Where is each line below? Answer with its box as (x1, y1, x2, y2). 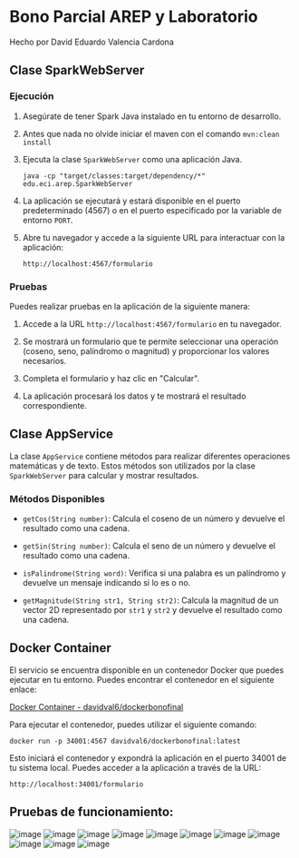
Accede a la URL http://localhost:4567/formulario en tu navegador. (22, 318, 283, 329)
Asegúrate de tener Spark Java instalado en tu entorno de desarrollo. (22, 111, 282, 122)
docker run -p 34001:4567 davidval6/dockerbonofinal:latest (9, 736, 242, 745)
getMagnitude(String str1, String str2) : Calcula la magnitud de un (22, 595, 279, 606)
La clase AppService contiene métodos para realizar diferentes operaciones (9, 450, 291, 461)
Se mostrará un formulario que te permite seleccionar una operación (22, 336, 279, 347)
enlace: (9, 684, 37, 695)
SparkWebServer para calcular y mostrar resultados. (9, 469, 199, 480)
